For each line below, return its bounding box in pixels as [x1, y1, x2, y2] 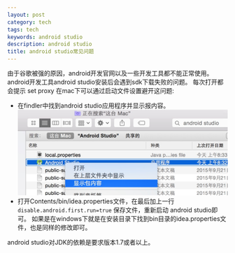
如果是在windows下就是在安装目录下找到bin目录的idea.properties [31, 214, 220, 223]
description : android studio [7, 41, 92, 48]
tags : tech [7, 26, 39, 33]
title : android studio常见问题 [7, 48, 94, 55]
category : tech [7, 18, 52, 26]
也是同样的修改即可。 [29, 223, 92, 231]
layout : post [7, 11, 45, 18]
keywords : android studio [7, 34, 83, 41]
